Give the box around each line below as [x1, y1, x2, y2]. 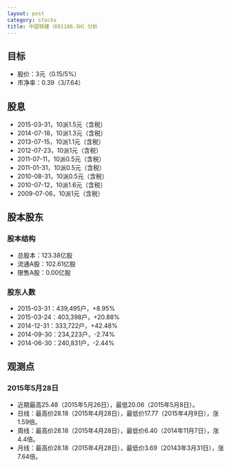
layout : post [7, 10, 45, 17]
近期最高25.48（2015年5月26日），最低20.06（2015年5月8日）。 [17, 400, 199, 408]
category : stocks [7, 17, 57, 23]
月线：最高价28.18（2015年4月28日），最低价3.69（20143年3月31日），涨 [17, 444, 224, 452]
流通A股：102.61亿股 [17, 260, 76, 268]
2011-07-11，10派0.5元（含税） [17, 155, 106, 163]
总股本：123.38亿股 [17, 251, 73, 259]
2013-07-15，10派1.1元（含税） [17, 137, 105, 146]
